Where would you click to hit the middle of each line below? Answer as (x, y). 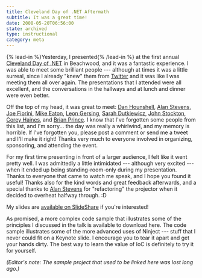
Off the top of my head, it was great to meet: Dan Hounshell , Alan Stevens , (99, 107)
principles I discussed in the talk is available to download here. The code (96, 225)
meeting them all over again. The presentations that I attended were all (94, 82)
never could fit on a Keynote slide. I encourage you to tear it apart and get (98, 238)
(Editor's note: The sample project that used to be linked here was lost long (100, 262)
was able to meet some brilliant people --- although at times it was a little (97, 69)
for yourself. (21, 251)
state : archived (27, 29)
